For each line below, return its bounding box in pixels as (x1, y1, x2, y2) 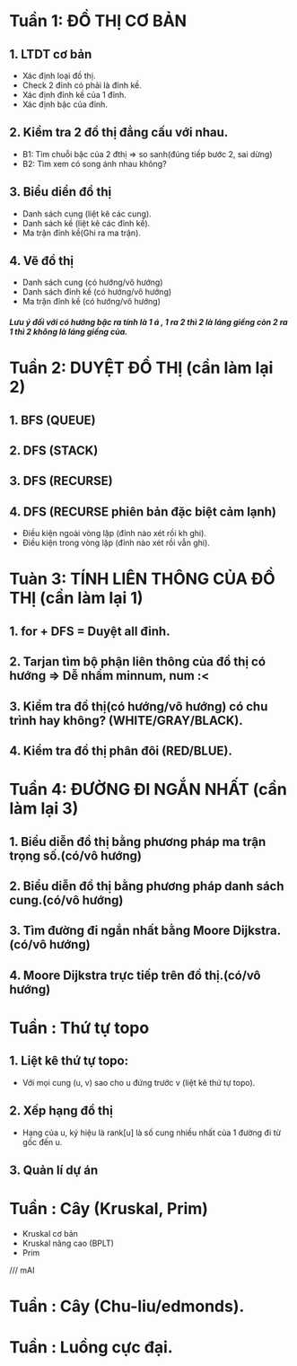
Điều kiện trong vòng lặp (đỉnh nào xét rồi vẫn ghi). (22, 537, 211, 549)
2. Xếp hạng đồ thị (9, 1103, 114, 1119)
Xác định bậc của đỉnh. (22, 99, 108, 110)
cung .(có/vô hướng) (9, 892, 124, 908)
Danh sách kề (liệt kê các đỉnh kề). (22, 217, 151, 228)
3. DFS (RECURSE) (9, 473, 114, 489)
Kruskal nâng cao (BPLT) (22, 1238, 115, 1248)
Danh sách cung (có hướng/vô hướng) (22, 277, 163, 288)
